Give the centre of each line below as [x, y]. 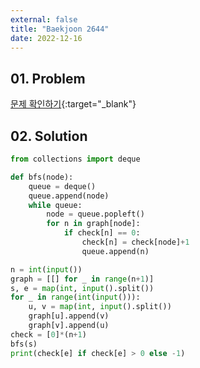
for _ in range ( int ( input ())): [75, 297]
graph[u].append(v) [69, 316]
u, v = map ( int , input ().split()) [100, 307]
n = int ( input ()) [46, 269]
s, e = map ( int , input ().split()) [82, 288]
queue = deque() [62, 186]
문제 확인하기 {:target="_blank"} [73, 104]
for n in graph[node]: [93, 224]
